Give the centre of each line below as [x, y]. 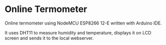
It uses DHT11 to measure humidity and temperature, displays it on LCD [78, 32]
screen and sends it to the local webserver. [49, 38]
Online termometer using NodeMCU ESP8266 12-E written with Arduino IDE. [83, 23]
